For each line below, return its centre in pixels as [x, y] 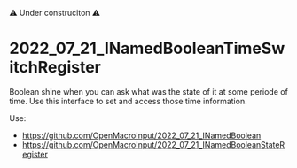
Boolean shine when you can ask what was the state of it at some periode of [148, 91]
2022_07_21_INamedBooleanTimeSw [147, 49]
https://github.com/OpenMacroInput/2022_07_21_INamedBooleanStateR [153, 144]
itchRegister [55, 68]
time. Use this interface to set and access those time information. [128, 101]
